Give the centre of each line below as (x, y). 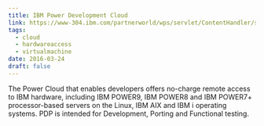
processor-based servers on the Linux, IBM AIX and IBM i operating (117, 105)
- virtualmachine (44, 52)
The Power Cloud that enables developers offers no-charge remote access (129, 88)
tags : (17, 30)
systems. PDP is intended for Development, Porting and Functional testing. (129, 113)
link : (17, 23)
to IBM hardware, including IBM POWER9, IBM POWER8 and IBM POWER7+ (130, 97)
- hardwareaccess (44, 45)
